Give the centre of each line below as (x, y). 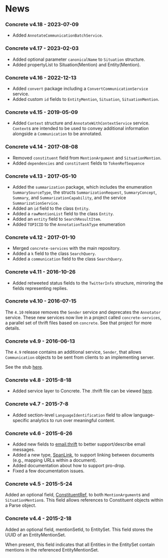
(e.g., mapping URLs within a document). (55, 460)
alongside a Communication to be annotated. (57, 134)
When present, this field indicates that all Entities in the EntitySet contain (80, 544)
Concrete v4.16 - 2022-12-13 (41, 77)
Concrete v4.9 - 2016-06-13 (40, 341)
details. (13, 328)
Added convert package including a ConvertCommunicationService (80, 89)
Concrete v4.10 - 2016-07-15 (41, 301)
